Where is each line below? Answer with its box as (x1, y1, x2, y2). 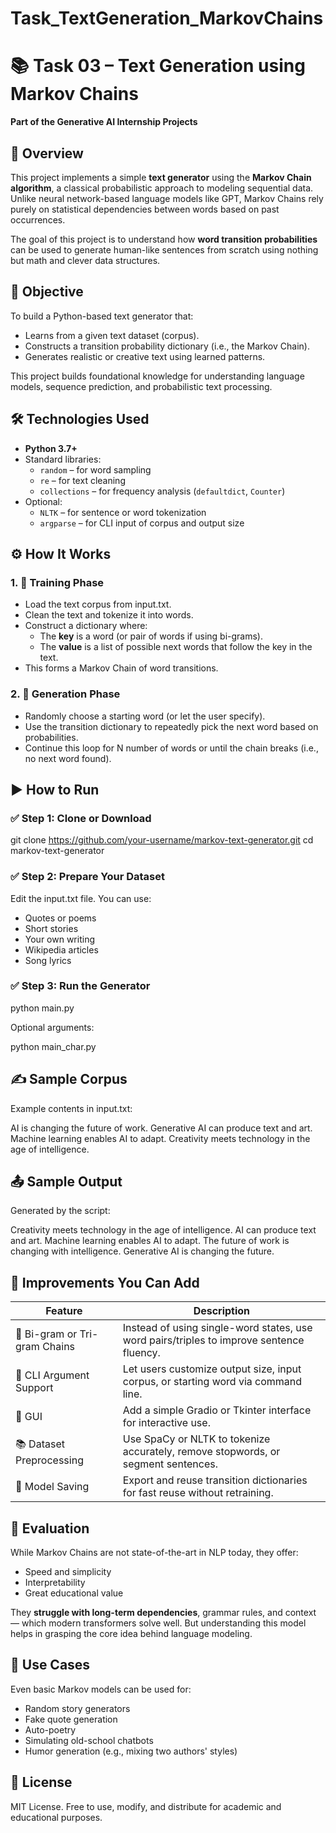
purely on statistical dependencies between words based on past (10, 203, 280, 215)
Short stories (24, 922, 79, 934)
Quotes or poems (24, 912, 97, 924)
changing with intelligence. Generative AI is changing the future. (10, 1245, 275, 1257)
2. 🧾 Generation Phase (10, 687, 121, 701)
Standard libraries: (24, 453, 102, 465)
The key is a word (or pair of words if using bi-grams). (39, 630, 263, 642)
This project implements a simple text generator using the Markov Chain (10, 171, 312, 183)
